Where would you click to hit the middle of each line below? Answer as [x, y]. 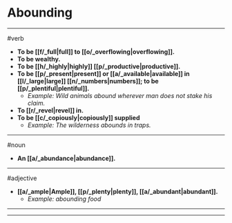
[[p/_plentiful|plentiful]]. [53, 88]
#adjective [22, 178]
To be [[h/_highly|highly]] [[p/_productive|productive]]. [99, 66]
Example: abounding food [64, 199]
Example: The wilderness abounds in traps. [89, 125]
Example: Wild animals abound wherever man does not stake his [120, 95]
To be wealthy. [39, 59]
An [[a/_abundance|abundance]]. [66, 158]
